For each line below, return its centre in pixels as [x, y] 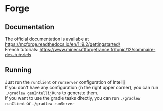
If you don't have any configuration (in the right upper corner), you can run [81, 87]
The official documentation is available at [47, 39]
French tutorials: [22, 49]
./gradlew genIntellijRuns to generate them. [52, 93]
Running [19, 70]
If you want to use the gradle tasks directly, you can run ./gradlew [73, 98]
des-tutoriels [18, 55]
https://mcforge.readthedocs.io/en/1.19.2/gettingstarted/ [63, 44]
